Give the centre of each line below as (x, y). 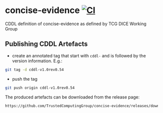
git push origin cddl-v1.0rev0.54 (40, 88)
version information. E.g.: (37, 61)
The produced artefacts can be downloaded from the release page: (72, 97)
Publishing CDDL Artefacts (47, 44)
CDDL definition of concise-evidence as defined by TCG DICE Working (76, 24)
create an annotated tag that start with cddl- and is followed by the (79, 56)
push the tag (25, 79)
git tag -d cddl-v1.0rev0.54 (34, 70)
